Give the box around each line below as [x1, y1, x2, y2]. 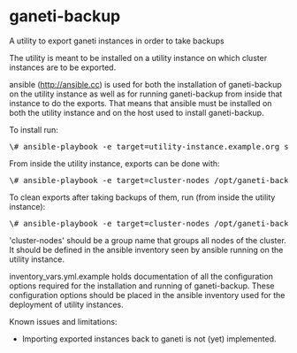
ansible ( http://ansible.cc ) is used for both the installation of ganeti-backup [9, 79, 283, 89]
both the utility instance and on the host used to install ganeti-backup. [9, 107, 264, 118]
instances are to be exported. [9, 62, 117, 73]
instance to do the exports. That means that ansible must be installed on [9, 97, 272, 108]
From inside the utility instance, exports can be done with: [9, 157, 220, 169]
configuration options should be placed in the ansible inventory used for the [9, 289, 286, 300]
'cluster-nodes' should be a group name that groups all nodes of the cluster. [9, 234, 287, 245]
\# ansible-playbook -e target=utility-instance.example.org [9, 142, 280, 151]
